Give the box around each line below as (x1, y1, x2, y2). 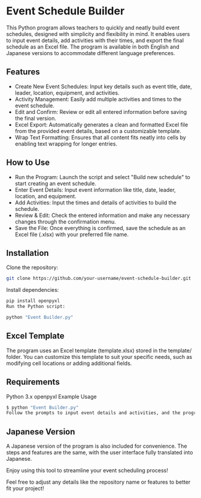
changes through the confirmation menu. (14, 218, 117, 225)
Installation (6, 248, 49, 258)
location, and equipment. (14, 192, 77, 200)
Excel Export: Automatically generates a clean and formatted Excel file (14, 121, 188, 128)
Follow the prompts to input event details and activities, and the (6, 410, 181, 416)
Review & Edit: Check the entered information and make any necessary (14, 212, 190, 219)
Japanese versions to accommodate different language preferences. (6, 49, 175, 56)
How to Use (6, 158, 50, 168)
